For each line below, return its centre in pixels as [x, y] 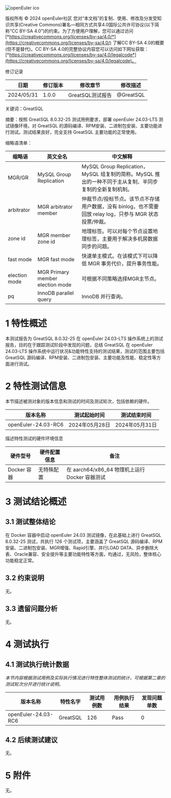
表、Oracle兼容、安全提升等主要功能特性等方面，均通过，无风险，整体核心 [83, 554]
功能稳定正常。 [21, 560]
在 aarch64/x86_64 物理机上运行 [106, 469]
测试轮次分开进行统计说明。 [34, 684]
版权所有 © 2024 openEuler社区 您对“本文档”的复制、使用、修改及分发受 [81, 18]
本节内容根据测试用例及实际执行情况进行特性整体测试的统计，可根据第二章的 [85, 678]
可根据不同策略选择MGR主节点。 [121, 279]
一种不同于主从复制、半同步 [125, 182]
